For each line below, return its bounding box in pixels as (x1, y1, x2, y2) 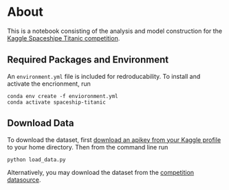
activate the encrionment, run (7, 80, 91, 88)
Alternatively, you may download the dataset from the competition (7, 169, 195, 177)
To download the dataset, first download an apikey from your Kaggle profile (7, 135, 221, 144)
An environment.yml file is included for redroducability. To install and (7, 72, 201, 80)
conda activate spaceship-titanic (7, 99, 107, 106)
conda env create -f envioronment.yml (7, 93, 118, 99)
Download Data (7, 117, 74, 129)
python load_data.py (7, 156, 67, 163)
